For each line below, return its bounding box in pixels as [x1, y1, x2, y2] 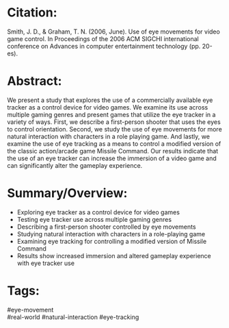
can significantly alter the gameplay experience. [7, 161, 143, 169]
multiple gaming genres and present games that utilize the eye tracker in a [7, 110, 216, 118]
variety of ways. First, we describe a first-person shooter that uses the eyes [7, 118, 221, 126]
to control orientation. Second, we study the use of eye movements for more [7, 125, 222, 133]
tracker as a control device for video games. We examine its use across [7, 103, 208, 111]
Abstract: [7, 73, 62, 89]
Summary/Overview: [7, 186, 128, 201]
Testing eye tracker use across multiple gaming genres [16, 215, 172, 223]
